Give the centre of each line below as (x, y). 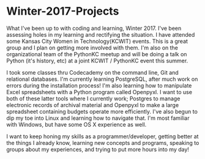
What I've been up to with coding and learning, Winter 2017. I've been (94, 28)
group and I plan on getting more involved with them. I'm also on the (92, 48)
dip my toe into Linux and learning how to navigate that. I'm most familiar (98, 118)
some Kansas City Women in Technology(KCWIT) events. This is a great (97, 41)
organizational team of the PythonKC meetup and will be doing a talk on (97, 54)
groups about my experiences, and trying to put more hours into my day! (98, 149)
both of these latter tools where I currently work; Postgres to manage (93, 98)
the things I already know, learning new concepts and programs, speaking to (103, 142)
